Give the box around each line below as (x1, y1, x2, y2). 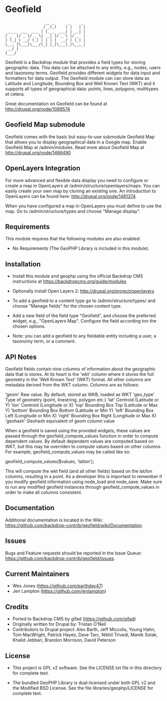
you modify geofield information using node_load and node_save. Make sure (5, 479, 163, 485)
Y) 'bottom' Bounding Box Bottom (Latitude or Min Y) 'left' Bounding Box (5, 407, 154, 413)
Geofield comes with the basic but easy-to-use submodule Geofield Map (5, 134, 155, 140)
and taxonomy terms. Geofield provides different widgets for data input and (5, 70, 161, 76)
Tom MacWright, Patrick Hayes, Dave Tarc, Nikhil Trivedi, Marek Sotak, (12, 632, 158, 638)
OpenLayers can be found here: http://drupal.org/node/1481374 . (5, 193, 137, 199)
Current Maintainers (5, 570, 70, 578)
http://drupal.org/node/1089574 (5, 106, 71, 112)
